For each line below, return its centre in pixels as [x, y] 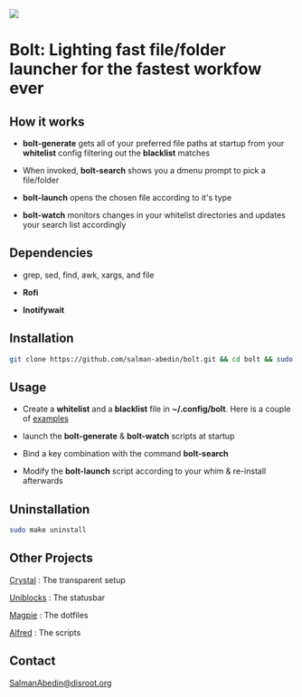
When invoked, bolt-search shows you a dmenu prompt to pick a [144, 170]
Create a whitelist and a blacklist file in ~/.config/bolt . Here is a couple [156, 409]
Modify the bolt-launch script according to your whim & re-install [144, 471]
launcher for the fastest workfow [136, 69]
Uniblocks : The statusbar [57, 598]
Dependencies [51, 253]
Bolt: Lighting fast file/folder [118, 50]
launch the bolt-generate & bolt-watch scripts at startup [128, 436]
